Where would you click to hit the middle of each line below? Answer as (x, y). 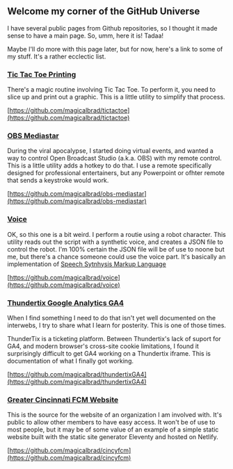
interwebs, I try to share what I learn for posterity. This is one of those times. (116, 325)
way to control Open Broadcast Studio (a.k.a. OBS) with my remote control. (115, 158)
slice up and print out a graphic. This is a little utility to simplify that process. (116, 97)
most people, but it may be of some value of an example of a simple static (113, 429)
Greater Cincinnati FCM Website (63, 400)
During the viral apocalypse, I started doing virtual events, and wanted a (110, 151)
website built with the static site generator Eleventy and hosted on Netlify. (113, 437)
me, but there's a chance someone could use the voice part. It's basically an (116, 256)
